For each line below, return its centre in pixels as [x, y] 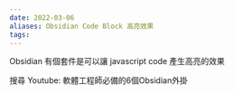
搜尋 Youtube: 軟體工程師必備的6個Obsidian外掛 [98, 80]
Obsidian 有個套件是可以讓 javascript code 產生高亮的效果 [117, 61]
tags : [19, 34]
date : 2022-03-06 [42, 18]
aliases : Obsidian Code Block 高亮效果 [82, 26]
